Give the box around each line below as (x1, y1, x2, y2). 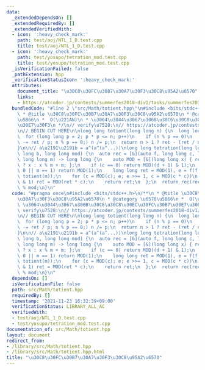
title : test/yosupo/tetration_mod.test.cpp (17, 60, 130, 66)
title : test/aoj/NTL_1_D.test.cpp (17, 43, 105, 49)
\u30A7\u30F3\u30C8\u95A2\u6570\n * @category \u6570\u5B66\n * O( (17, 196, 195, 202)
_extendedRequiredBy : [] (12, 20, 75, 26)
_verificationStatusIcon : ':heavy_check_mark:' (12, 77, 135, 83)
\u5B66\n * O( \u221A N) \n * (17, 116, 88, 123)
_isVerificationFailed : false (12, 65, 88, 72)
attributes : (12, 83, 43, 89)
